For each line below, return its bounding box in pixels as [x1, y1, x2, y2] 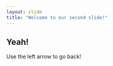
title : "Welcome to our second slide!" [6, 15, 108, 21]
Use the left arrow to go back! [6, 53, 81, 61]
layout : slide [6, 8, 43, 15]
